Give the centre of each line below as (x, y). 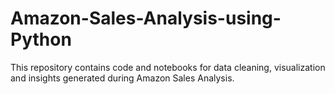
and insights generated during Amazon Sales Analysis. (122, 78)
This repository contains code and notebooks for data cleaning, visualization (168, 67)
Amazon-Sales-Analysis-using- (146, 18)
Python (41, 39)
